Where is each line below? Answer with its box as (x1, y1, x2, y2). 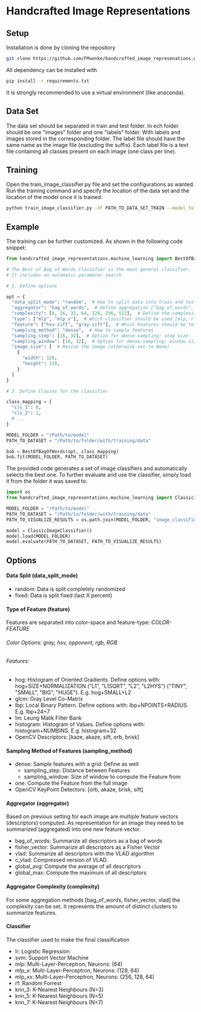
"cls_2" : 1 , (11, 410, 42, 416)
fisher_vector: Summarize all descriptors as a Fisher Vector (14, 844, 160, 851)
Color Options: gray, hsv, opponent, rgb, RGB (6, 638, 118, 646)
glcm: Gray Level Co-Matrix (14, 695, 83, 702)
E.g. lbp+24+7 (14, 707, 50, 715)
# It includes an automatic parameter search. (6, 272, 124, 278)
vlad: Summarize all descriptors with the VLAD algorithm (14, 850, 154, 857)
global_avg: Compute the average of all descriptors (14, 863, 141, 870)
